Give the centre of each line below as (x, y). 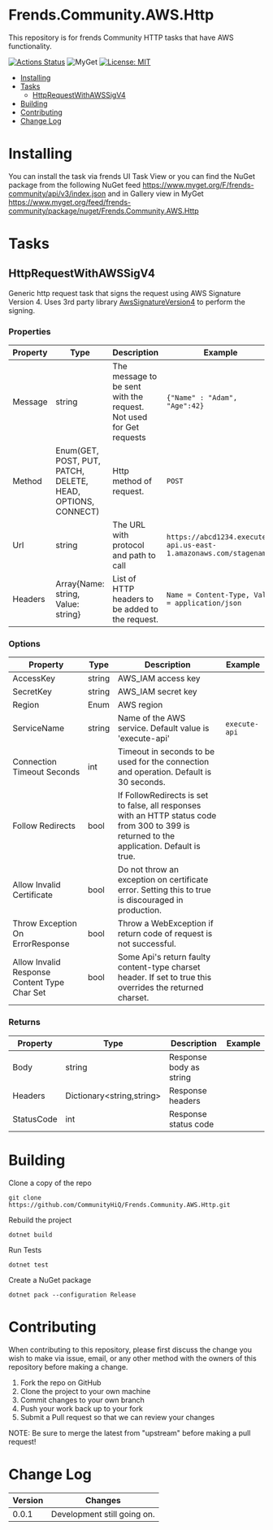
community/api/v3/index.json (57, 194)
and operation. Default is (165, 772)
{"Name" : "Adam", (202, 398)
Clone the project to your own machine (85, 1391)
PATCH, (70, 471)
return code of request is (165, 934)
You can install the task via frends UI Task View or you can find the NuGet (132, 176)
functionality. (30, 46)
